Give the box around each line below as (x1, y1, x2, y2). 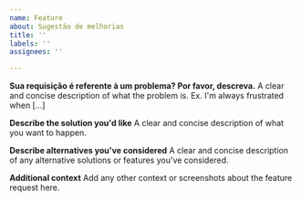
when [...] (9, 100, 46, 111)
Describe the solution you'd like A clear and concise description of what (9, 118, 285, 129)
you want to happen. (9, 127, 87, 138)
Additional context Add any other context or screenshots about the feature (9, 173, 293, 184)
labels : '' (9, 38, 51, 48)
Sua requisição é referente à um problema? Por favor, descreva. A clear (9, 80, 285, 91)
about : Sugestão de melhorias (9, 22, 125, 31)
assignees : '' (9, 48, 64, 57)
